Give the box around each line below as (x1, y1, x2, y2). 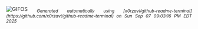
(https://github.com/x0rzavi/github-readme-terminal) (6, 13, 114, 19)
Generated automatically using (36, 8, 115, 14)
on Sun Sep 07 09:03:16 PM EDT (116, 13, 192, 19)
